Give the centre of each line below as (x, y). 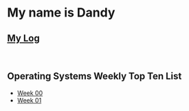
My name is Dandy (61, 13)
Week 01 (29, 100)
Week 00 (30, 93)
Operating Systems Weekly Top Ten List (94, 76)
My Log (23, 38)
